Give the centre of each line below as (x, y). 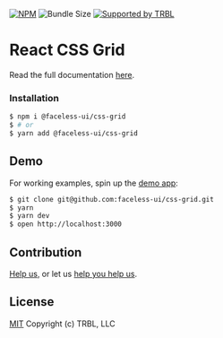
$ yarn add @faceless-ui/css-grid (74, 133)
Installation (34, 98)
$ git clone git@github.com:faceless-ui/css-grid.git (112, 199)
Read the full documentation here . (72, 74)
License (32, 302)
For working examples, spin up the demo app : (94, 183)
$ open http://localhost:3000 (66, 224)
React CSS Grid (67, 50)
